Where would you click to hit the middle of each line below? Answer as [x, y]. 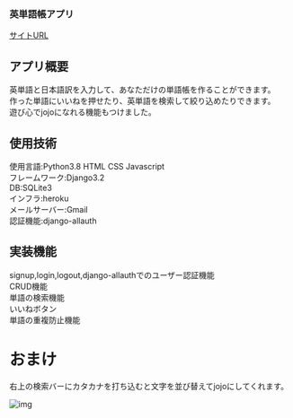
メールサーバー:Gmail [49, 209]
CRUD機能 [28, 286]
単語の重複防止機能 [45, 319]
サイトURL [29, 35]
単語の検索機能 [37, 297]
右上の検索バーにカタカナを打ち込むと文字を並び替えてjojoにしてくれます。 [149, 386]
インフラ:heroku [39, 198]
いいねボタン [33, 309]
